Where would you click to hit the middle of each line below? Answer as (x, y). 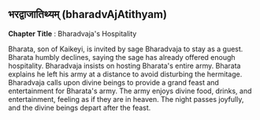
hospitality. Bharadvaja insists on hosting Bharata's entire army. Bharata (124, 66)
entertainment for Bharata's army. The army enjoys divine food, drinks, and (130, 91)
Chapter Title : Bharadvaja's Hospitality (72, 33)
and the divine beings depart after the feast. (80, 107)
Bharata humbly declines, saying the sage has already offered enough (122, 57)
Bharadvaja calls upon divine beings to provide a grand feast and (113, 82)
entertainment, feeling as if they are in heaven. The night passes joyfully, (126, 99)
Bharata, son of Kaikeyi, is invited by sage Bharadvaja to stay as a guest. (126, 49)
